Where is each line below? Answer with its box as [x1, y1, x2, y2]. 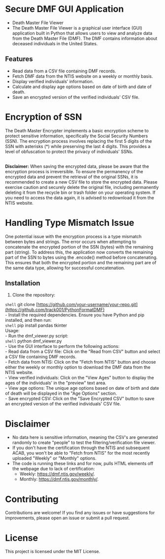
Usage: [5, 328, 20, 334]
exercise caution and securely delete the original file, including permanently [5, 184, 159, 190]
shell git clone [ [5, 302, 38, 308]
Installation [5, 279, 40, 287]
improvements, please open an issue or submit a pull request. [5, 515, 130, 521]
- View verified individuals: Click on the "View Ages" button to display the [5, 375, 154, 381]
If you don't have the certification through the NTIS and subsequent [12, 445, 150, 451]
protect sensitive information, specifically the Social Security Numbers [5, 133, 148, 139]
